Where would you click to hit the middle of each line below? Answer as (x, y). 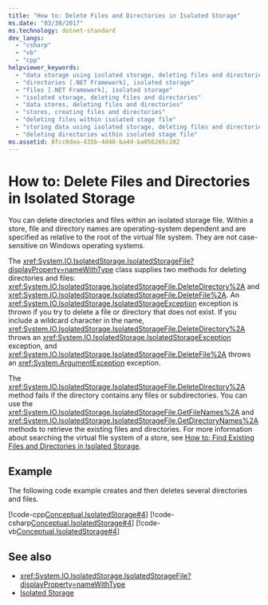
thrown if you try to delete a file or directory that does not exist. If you (122, 312)
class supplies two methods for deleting (181, 270)
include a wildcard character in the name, (77, 321)
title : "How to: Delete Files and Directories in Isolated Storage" (124, 16)
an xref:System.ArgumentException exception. (85, 363)
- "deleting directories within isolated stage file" (106, 134)
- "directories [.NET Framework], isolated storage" (105, 82)
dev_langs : (26, 38)
